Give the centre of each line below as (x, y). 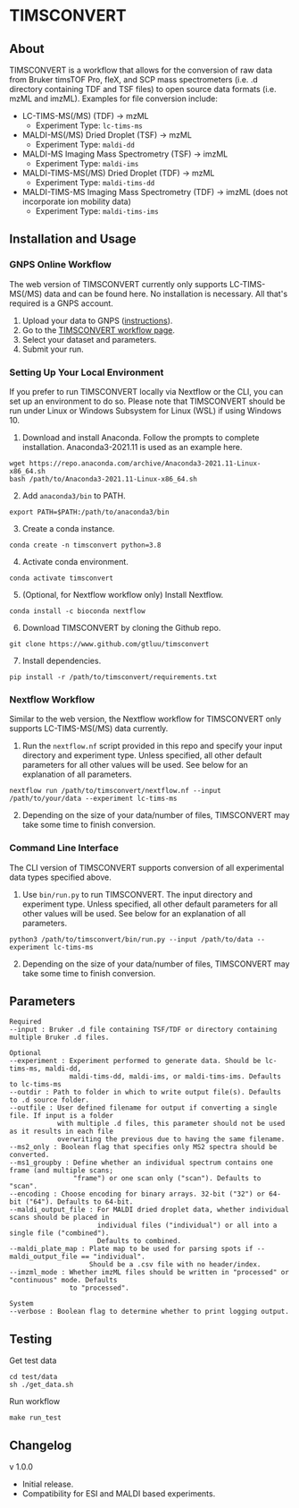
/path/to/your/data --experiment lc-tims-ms (93, 799)
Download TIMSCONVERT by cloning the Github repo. (121, 627)
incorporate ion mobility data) (77, 201)
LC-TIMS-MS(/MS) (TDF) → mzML (85, 116)
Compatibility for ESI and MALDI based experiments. (119, 1494)
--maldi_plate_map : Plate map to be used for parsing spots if (131, 1249)
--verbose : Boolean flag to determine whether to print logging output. (149, 1312)
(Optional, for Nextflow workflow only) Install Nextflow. (123, 594)
